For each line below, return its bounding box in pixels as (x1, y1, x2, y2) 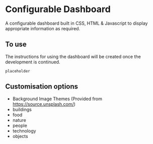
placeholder (5, 68, 30, 74)
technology (12, 127, 36, 134)
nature (12, 117, 26, 123)
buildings (12, 106, 32, 112)
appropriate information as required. (5, 25, 81, 31)
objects (12, 133, 29, 139)
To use (5, 40, 27, 49)
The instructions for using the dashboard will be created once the (5, 53, 141, 59)
